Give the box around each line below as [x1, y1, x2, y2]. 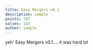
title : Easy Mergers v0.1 [5, 7, 59, 12]
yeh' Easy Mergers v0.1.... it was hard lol [5, 39, 88, 45]
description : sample [5, 12, 49, 17]
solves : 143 [5, 21, 30, 26]
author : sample [5, 26, 37, 31]
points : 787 [5, 16, 30, 21]
